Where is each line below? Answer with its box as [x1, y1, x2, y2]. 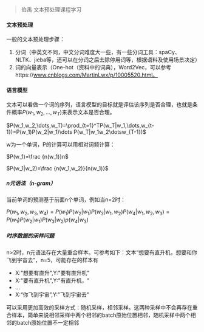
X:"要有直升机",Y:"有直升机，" [15, 277, 90, 284]
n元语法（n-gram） [6, 179, 56, 187]
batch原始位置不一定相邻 [16, 319, 80, 326]
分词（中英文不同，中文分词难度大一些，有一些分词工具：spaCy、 [15, 49, 180, 56]
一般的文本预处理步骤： [6, 36, 65, 43]
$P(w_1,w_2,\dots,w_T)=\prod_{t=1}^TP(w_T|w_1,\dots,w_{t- [6, 122, 155, 130]
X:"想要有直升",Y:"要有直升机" [15, 269, 90, 276]
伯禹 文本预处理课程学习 [21, 6, 82, 13]
